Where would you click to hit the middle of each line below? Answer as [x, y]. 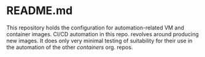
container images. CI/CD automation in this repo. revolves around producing [103, 34]
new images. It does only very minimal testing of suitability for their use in [99, 40]
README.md [40, 11]
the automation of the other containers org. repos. [70, 47]
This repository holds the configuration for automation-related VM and [95, 28]
